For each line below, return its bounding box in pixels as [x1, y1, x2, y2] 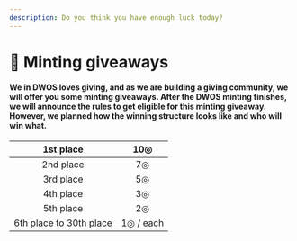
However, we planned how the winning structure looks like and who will [9, 111, 282, 121]
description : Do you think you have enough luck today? [9, 13, 223, 22]
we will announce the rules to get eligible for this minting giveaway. [9, 101, 267, 112]
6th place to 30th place [13, 217, 112, 229]
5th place [43, 202, 84, 215]
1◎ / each [121, 217, 165, 229]
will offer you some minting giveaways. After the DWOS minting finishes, [9, 92, 288, 103]
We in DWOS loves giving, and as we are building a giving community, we [9, 82, 289, 93]
